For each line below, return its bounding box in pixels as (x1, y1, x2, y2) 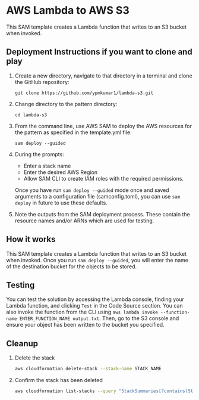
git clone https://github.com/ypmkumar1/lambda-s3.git (14, 90, 154, 96)
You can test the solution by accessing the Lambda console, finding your (6, 296, 184, 303)
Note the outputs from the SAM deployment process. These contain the (14, 210, 190, 218)
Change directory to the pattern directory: (14, 100, 118, 107)
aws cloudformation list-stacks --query (14, 388, 116, 394)
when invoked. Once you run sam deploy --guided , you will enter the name (6, 256, 189, 263)
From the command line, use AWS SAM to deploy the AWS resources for (14, 122, 192, 129)
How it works (6, 234, 56, 244)
